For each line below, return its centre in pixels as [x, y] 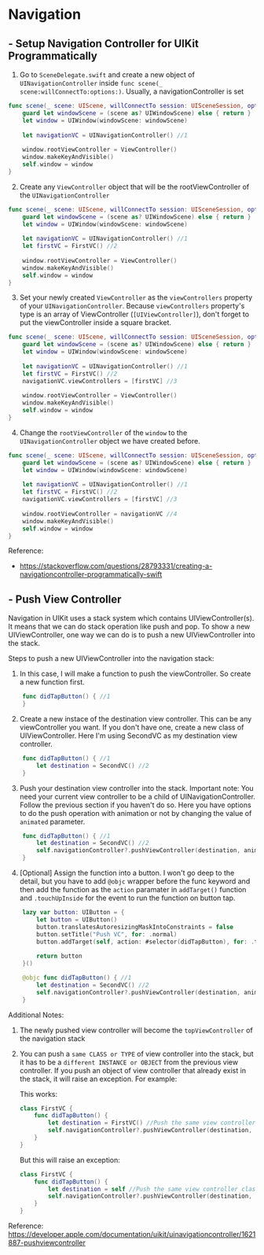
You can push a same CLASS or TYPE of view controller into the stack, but [136, 1054]
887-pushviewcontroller [47, 1243]
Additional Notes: [36, 1015]
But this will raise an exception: [70, 1160]
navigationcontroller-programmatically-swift [91, 574]
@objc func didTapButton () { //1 [77, 978]
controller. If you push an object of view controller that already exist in [132, 1070]
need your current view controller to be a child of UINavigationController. [137, 796]
